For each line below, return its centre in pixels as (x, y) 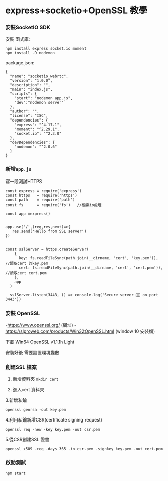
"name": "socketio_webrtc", (39, 76)
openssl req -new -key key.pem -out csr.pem (53, 430)
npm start (16, 473)
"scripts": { (23, 94)
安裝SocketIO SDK (28, 27)
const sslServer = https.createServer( (47, 249)
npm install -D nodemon (30, 53)
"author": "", (24, 111)
